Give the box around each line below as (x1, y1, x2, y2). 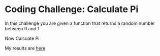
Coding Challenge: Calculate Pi (5, 4, 139, 15)
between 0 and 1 (5, 25, 40, 31)
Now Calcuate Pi (5, 35, 40, 41)
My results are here (5, 45, 46, 51)
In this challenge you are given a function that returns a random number (5, 20, 155, 26)
